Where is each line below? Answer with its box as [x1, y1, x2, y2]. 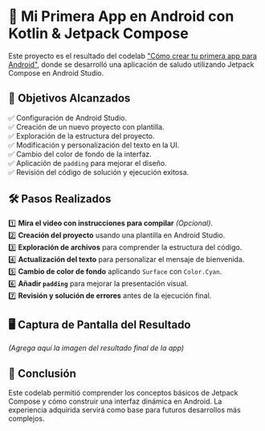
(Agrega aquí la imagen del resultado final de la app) [8, 343, 185, 353]
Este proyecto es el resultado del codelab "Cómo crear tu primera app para [8, 51, 257, 60]
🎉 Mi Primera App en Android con [8, 7, 234, 26]
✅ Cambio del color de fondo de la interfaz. [8, 149, 153, 159]
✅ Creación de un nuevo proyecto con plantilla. [8, 122, 165, 131]
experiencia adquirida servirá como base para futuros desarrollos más [8, 405, 241, 415]
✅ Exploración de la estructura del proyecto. [8, 131, 155, 140]
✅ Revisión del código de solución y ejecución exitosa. [8, 167, 190, 176]
